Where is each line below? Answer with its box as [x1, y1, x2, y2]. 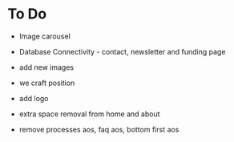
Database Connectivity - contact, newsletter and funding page [18, 47, 226, 56]
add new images [18, 62, 74, 72]
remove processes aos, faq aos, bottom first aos [18, 124, 180, 134]
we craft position [18, 78, 75, 87]
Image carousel [18, 31, 71, 41]
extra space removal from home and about [18, 109, 161, 119]
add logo [18, 93, 49, 103]
